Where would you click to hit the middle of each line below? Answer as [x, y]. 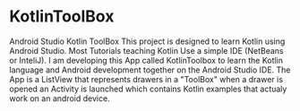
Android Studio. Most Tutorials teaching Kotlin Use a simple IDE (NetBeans [146, 50]
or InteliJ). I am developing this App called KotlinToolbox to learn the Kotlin [146, 60]
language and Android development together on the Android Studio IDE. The [150, 70]
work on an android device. [60, 98]
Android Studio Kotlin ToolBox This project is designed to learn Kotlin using [147, 41]
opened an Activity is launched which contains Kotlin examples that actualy [148, 89]
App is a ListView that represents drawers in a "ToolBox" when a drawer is [146, 79]
